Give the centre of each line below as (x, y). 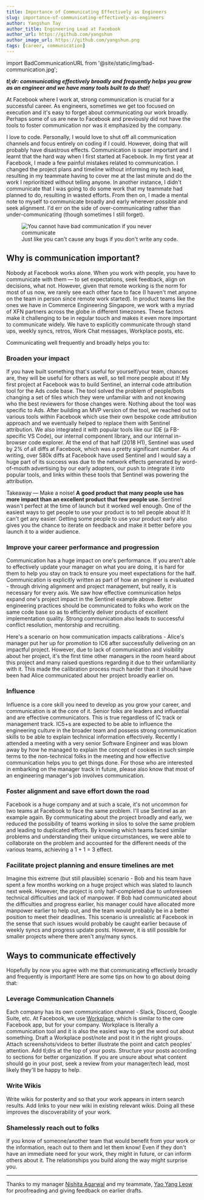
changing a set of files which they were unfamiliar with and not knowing (96, 397)
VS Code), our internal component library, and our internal (100, 436)
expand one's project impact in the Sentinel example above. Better (90, 599)
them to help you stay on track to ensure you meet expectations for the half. (101, 574)
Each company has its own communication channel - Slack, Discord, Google (102, 1012)
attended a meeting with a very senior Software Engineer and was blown (97, 743)
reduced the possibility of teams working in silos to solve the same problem (101, 824)
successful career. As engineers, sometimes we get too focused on (90, 106)
